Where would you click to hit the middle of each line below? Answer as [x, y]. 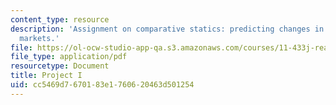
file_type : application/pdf [69, 57]
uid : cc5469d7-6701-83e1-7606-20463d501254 [102, 85]
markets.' [39, 38]
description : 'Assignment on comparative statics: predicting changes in [167, 29]
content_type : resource [60, 19]
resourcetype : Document [60, 66]
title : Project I [46, 76]
